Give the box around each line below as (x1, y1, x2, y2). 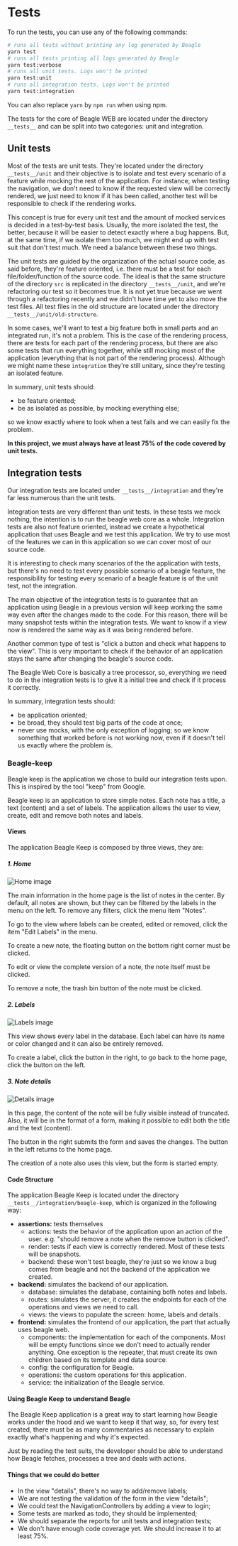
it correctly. (7, 683, 41, 691)
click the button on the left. (7, 1061, 86, 1069)
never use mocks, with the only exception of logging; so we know (17, 725, 209, 734)
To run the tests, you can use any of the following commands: (7, 28, 188, 36)
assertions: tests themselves (17, 1220, 103, 1228)
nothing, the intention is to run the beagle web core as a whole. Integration (7, 514, 225, 523)
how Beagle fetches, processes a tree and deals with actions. (7, 1454, 187, 1463)
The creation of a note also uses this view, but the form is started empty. (7, 1159, 219, 1167)
